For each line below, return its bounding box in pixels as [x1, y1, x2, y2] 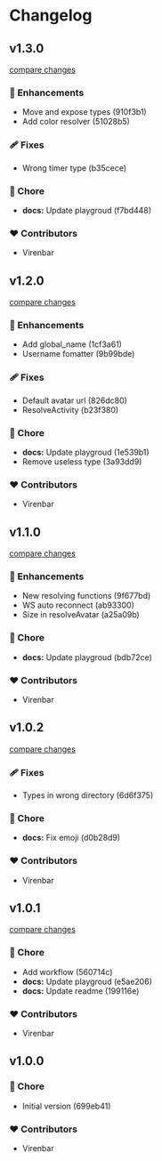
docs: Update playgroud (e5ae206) [21, 976, 153, 987]
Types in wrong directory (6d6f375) [21, 790, 154, 801]
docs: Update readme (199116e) [21, 985, 140, 996]
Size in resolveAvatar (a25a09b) [21, 609, 140, 620]
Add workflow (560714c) [21, 966, 113, 977]
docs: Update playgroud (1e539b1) [21, 447, 150, 457]
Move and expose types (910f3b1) [21, 107, 147, 117]
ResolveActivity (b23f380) [21, 404, 119, 415]
